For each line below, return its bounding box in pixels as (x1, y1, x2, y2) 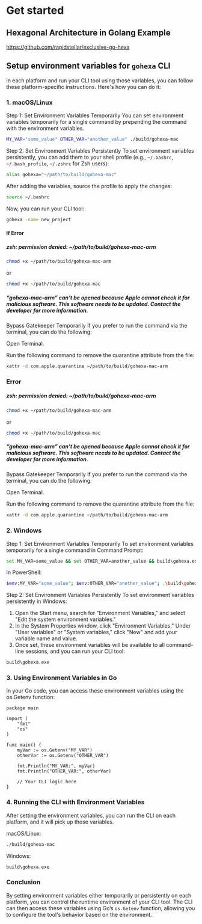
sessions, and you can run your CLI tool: (25, 647, 125, 655)
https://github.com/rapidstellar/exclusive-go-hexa (6, 43, 130, 50)
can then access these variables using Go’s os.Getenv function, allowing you (6, 904, 195, 911)
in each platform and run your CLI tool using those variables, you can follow (6, 76, 194, 84)
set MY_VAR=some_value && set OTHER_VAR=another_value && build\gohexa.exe (6, 558, 200, 564)
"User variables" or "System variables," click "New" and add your (14, 629, 177, 636)
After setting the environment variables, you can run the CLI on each (6, 812, 176, 819)
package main (6, 705, 39, 711)
